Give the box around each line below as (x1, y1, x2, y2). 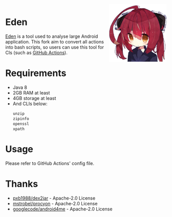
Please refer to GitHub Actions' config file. (5, 160, 95, 166)
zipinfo (12, 116, 29, 121)
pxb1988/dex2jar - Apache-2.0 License (12, 195, 96, 201)
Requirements (5, 67, 67, 79)
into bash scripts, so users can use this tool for (5, 44, 104, 50)
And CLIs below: (12, 101, 48, 107)
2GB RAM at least (12, 89, 50, 95)
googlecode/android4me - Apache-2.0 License (12, 206, 113, 212)
